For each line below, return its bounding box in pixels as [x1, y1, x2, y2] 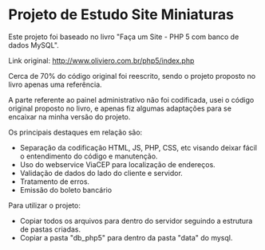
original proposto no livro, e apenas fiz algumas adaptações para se [8, 104, 231, 113]
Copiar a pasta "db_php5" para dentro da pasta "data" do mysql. [19, 232, 233, 242]
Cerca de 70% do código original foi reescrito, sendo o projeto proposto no [8, 71, 256, 80]
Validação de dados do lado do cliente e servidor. [19, 168, 184, 178]
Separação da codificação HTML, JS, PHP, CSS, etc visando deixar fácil [19, 143, 258, 152]
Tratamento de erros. [19, 177, 90, 186]
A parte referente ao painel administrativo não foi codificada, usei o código [8, 95, 255, 104]
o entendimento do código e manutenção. [19, 151, 158, 161]
